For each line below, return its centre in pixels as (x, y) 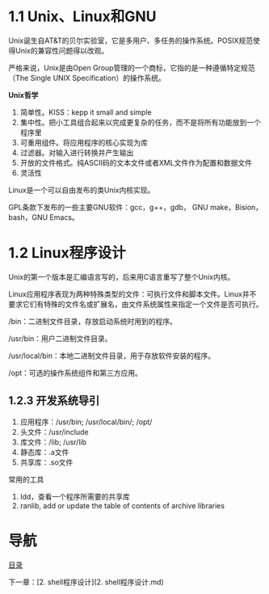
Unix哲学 (23, 95)
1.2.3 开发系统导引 (54, 401)
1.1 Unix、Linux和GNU (82, 17)
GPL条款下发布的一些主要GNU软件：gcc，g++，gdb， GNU (108, 207)
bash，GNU (28, 217)
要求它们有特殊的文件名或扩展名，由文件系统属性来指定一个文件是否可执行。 (136, 304)
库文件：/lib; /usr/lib (53, 442)
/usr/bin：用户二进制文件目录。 (60, 338)
